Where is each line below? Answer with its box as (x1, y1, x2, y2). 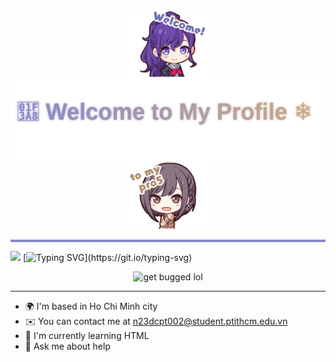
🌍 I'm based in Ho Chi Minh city (24, 300, 158, 312)
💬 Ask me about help (24, 340, 111, 352)
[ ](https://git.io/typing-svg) (22, 251, 193, 263)
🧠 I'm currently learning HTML (24, 329, 150, 341)
